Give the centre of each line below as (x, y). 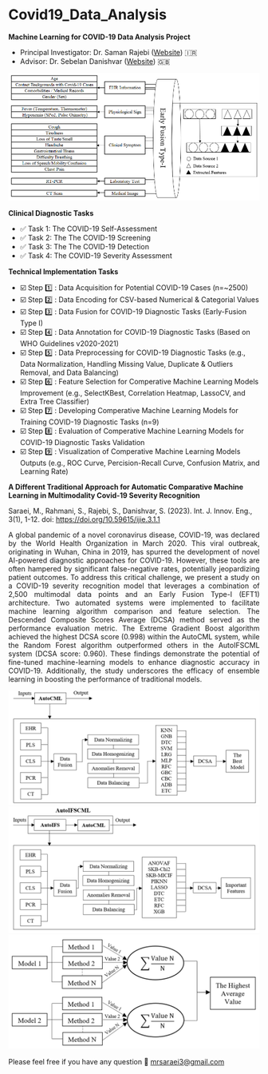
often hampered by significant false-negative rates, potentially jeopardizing (134, 568)
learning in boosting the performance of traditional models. (105, 679)
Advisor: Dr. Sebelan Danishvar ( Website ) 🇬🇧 (95, 61)
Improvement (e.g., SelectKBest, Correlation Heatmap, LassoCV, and (132, 392)
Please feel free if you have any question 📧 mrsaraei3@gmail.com (116, 1061)
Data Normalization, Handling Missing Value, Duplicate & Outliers (126, 364)
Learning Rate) (44, 471)
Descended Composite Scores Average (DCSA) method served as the (134, 619)
